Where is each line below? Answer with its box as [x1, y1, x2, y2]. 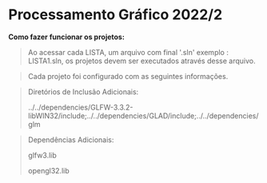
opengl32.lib [27, 165, 70, 175]
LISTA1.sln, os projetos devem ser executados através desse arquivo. [27, 56, 256, 66]
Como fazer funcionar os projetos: [8, 32, 126, 42]
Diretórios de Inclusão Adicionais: [27, 86, 139, 97]
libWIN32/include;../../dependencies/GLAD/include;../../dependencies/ [27, 110, 259, 121]
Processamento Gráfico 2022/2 [8, 6, 223, 24]
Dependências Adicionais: [27, 134, 114, 145]
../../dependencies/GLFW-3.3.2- [27, 102, 133, 112]
